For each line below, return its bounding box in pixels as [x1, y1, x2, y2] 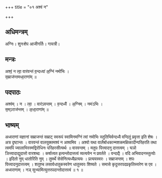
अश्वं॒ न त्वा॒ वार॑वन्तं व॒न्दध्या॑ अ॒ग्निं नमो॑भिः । [5, 68, 69, 74]
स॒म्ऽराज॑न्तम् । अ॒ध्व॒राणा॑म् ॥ [5, 107, 49, 113]
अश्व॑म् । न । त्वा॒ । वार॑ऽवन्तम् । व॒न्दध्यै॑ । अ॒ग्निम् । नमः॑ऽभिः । [5, 101, 103, 107]
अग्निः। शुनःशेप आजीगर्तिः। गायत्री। [5, 41, 60, 47]
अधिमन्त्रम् [5, 28, 28, 36]
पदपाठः [5, 88, 21, 97]
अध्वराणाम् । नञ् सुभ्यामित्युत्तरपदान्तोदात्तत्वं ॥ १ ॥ [5, 167, 83, 173]
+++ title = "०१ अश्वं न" [5, 4, 48, 10]
